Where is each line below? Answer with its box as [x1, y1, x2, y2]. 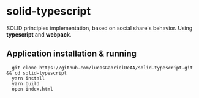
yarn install [12, 75, 45, 82]
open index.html [12, 86, 53, 92]
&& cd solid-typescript [6, 70, 67, 76]
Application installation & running [6, 49, 137, 59]
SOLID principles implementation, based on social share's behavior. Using [6, 24, 193, 32]
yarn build [12, 80, 40, 86]
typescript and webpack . [6, 30, 72, 38]
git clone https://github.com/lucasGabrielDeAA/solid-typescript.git [12, 65, 193, 71]
